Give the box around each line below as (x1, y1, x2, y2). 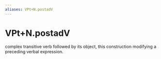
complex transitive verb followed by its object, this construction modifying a (5, 44, 157, 49)
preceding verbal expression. (5, 48, 64, 54)
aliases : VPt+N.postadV (5, 7, 53, 12)
